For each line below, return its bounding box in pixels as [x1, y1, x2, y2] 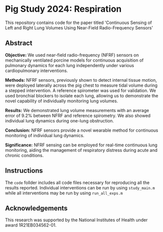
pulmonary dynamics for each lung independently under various [5, 62, 134, 68]
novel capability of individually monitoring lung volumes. [5, 98, 118, 104]
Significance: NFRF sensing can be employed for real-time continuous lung [5, 142, 158, 148]
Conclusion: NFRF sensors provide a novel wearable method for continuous [5, 127, 159, 133]
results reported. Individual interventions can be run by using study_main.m [5, 185, 155, 190]
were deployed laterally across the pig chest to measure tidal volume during [5, 82, 158, 88]
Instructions [5, 166, 43, 175]
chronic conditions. [5, 152, 44, 158]
